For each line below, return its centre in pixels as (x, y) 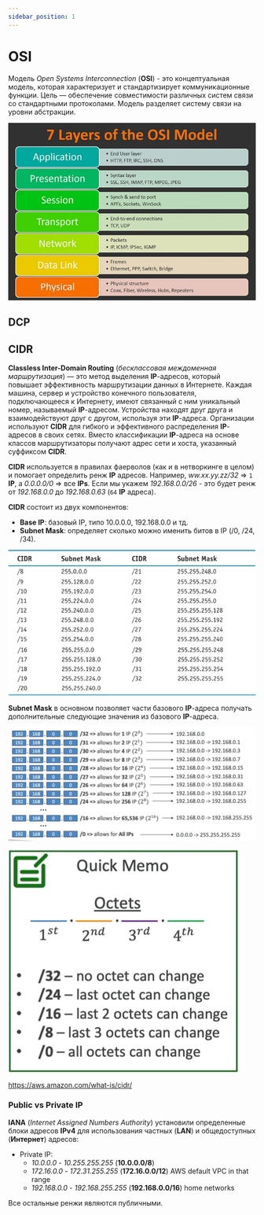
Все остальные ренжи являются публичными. (86, 1202)
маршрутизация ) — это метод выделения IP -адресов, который (115, 376)
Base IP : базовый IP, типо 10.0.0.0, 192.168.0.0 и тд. (104, 522)
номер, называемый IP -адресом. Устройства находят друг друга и (121, 410)
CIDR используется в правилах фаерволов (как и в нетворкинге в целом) (131, 466)
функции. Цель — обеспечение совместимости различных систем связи (131, 95)
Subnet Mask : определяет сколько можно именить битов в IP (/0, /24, (137, 530)
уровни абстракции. (42, 112)
